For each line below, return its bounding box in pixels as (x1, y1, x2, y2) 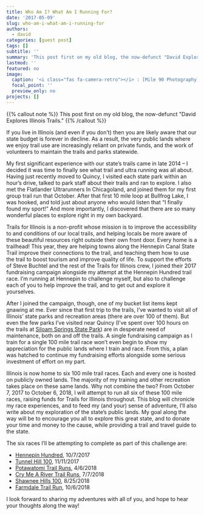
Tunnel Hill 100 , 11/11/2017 (15, 457, 80, 465)
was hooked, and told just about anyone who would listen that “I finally (6, 198, 183, 206)
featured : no (6, 65, 39, 72)
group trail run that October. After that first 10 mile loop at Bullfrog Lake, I (6, 192, 189, 199)
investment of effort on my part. (6, 358, 86, 365)
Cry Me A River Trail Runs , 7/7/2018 (15, 471, 104, 478)
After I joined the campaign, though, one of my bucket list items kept (6, 299, 178, 307)
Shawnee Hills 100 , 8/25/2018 (15, 477, 90, 484)
